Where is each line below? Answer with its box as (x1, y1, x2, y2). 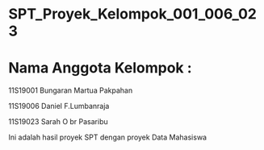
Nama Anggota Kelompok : (8, 59, 192, 77)
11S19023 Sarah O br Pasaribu (8, 117, 109, 127)
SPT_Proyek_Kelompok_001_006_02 (8, 5, 257, 23)
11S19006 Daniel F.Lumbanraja (8, 102, 110, 111)
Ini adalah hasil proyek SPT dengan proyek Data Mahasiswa (8, 132, 207, 142)
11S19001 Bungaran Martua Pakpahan (8, 85, 133, 95)
